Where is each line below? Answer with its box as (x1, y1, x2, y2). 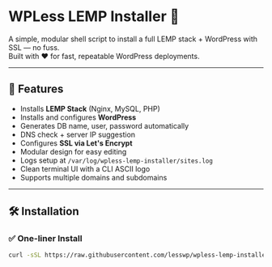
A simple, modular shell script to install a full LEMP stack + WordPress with (8, 34, 257, 44)
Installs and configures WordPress (19, 112, 137, 122)
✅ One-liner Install (8, 233, 83, 244)
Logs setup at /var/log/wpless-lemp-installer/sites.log (19, 155, 213, 165)
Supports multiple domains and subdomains (19, 172, 168, 182)
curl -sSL (8, 251, 42, 260)
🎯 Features (8, 83, 64, 96)
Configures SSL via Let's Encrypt (19, 138, 133, 148)
